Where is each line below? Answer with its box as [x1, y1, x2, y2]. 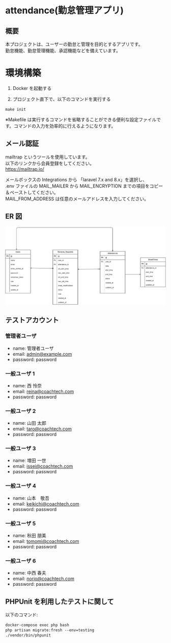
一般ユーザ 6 [5, 558, 36, 564]
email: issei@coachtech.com [12, 463, 73, 469]
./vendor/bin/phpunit [5, 633, 51, 638]
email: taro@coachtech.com [12, 426, 72, 432]
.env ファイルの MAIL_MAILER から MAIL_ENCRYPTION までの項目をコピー [5, 182, 163, 189]
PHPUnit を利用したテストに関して [5, 597, 115, 606]
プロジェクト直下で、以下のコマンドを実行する [12, 96, 111, 102]
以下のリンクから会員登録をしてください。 [5, 160, 93, 166]
